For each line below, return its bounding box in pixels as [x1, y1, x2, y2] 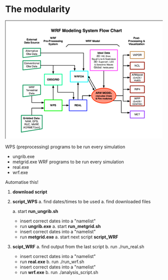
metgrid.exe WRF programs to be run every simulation [12, 159, 124, 165]
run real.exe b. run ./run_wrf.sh [19, 258, 84, 264]
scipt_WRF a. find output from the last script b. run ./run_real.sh [12, 243, 144, 249]
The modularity [5, 4, 70, 15]
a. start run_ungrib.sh [12, 208, 58, 214]
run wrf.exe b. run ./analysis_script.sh [19, 269, 98, 275]
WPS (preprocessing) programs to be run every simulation [5, 144, 125, 150]
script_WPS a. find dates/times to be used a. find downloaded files [12, 198, 151, 204]
